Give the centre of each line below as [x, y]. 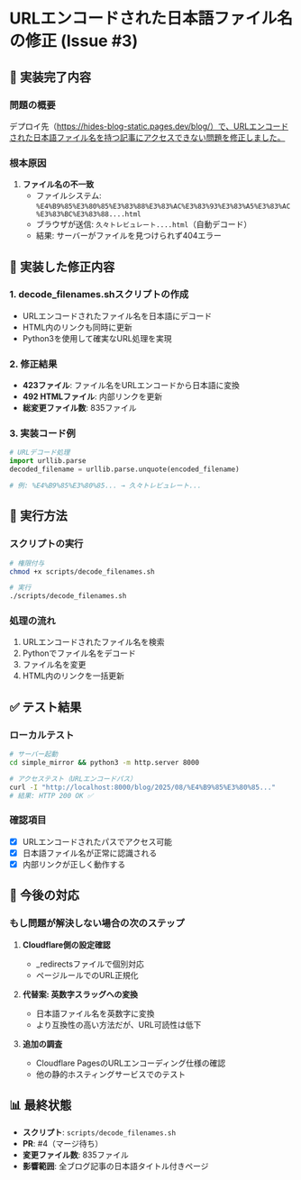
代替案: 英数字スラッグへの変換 [80, 994]
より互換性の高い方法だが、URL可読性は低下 [119, 1024]
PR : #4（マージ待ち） [63, 1144]
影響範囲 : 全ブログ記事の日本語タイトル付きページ [115, 1166]
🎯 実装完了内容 [50, 77]
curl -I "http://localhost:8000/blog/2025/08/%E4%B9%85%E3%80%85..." [143, 787]
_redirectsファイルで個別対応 [90, 964]
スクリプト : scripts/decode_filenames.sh [99, 1132]
